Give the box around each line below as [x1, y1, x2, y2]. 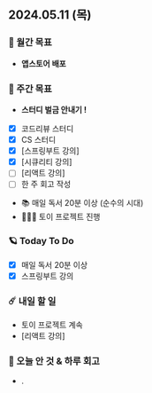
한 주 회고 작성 [20, 179, 72, 190]
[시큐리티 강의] [20, 157, 72, 168]
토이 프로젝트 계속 [20, 319, 83, 330]
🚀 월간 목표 [8, 36, 52, 49]
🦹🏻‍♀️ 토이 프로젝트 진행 [20, 211, 101, 223]
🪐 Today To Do [8, 235, 74, 248]
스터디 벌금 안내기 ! [20, 104, 87, 114]
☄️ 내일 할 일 [8, 295, 57, 307]
